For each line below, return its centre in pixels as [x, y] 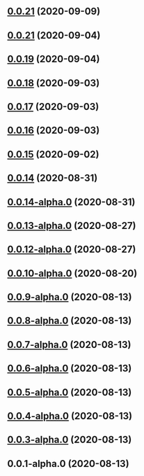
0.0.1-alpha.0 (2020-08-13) [69, 464]
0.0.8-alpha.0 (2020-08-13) [70, 321]
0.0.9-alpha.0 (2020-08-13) [70, 297]
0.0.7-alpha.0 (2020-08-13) [69, 345]
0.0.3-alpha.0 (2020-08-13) [70, 440]
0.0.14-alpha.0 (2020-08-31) [71, 202]
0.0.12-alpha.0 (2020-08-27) [72, 250]
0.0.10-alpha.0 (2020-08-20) [72, 273]
